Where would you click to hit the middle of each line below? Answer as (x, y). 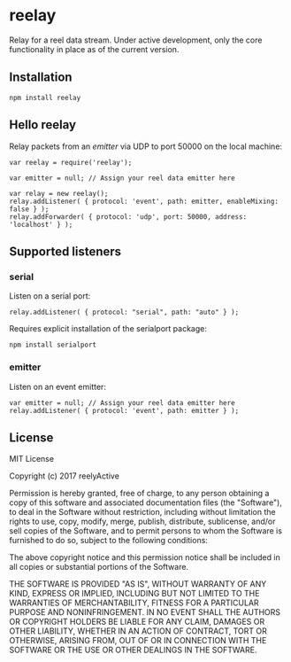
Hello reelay (43, 125)
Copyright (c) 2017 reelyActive (64, 476)
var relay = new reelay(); (59, 193)
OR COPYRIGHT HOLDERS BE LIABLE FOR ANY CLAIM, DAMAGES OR (137, 622)
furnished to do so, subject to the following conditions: (108, 541)
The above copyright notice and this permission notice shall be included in (145, 557)
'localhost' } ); (41, 224)
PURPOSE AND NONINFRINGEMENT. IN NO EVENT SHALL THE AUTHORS (145, 612)
